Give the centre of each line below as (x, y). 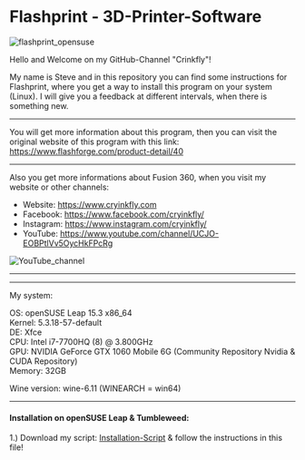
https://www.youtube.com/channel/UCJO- (140, 233)
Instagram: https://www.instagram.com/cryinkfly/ (114, 223)
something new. (39, 105)
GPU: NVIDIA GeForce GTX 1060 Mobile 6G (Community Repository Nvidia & (152, 351)
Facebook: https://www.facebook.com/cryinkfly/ (113, 214)
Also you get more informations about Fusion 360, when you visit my (138, 177)
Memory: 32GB (38, 370)
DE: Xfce (26, 332)
